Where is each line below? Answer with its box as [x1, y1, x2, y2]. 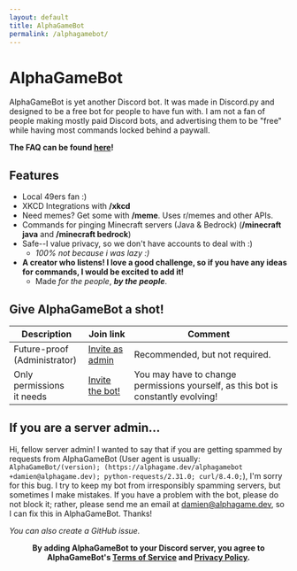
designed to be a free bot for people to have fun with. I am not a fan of [9, 106, 265, 117]
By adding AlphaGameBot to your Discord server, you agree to [32, 542, 265, 553]
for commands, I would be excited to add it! [21, 266, 184, 277]
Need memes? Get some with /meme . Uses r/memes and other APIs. [21, 210, 274, 221]
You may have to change [133, 368, 237, 381]
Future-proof [13, 343, 69, 355]
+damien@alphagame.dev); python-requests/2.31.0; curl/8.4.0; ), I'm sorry [9, 470, 283, 481]
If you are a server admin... [9, 421, 161, 436]
